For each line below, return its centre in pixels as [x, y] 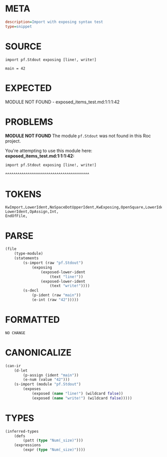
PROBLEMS [29, 122]
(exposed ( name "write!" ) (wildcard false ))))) [82, 398]
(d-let [21, 371]
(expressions [28, 445]
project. [13, 141]
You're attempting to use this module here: [49, 151]
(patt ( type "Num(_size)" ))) [53, 441]
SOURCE [23, 46]
